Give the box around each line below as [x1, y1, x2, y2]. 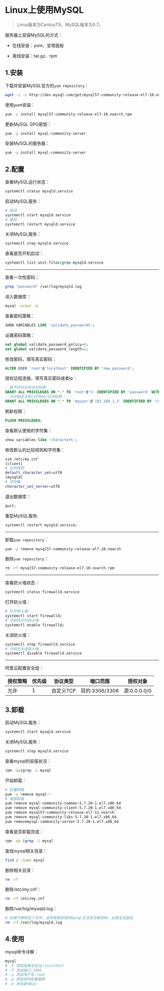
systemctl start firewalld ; [5, 614, 62, 619]
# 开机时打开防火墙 [5, 618, 39, 623]
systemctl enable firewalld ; [5, 623, 64, 627]
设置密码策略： [5, 332, 35, 338]
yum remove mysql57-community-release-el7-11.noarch [5, 810, 115, 815]
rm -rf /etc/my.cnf [5, 896, 45, 901]
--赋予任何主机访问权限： [5, 385, 50, 390]
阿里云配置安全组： [5, 665, 44, 671]
